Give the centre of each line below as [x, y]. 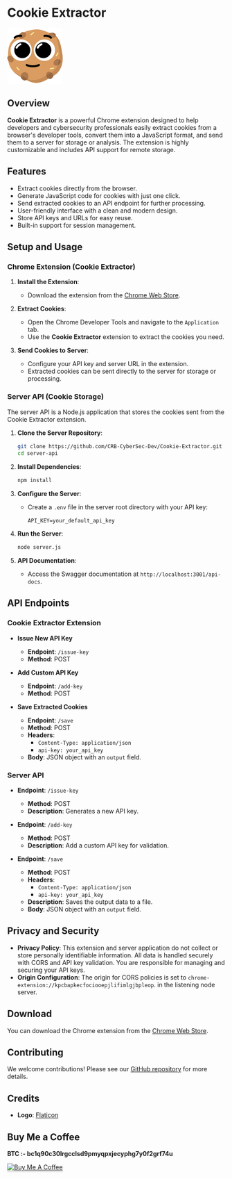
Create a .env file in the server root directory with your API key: [117, 507]
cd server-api [37, 454]
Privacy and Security [53, 931]
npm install [34, 481]
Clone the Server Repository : [60, 433]
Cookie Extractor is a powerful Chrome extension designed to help [103, 120]
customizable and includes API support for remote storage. [91, 149]
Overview [29, 103]
